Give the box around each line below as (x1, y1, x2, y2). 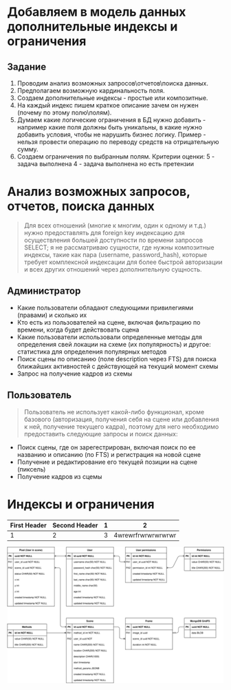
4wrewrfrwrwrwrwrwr (113, 531, 177, 540)
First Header (10, 521, 47, 529)
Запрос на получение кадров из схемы (16, 369, 133, 378)
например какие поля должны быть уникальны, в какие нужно (16, 123, 203, 131)
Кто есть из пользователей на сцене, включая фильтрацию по (16, 318, 201, 326)
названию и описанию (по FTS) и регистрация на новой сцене (16, 450, 201, 458)
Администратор (7, 285, 81, 297)
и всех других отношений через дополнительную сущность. (23, 265, 202, 273)
